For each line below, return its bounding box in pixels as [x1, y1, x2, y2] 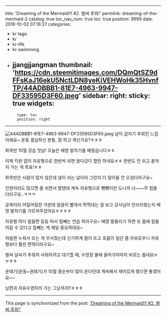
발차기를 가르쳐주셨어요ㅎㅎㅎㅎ [10, 208, 72, 214]
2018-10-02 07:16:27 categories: [5, 21, 72, 27]
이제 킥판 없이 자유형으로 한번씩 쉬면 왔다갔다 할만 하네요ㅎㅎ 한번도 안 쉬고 [5, 158, 150, 163]
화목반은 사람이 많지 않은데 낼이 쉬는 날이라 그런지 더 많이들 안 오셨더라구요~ [5, 174, 153, 180]
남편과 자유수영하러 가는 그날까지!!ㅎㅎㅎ [5, 285, 83, 291]
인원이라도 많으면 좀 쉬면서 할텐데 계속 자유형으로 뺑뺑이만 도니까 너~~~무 [5, 185, 148, 191]
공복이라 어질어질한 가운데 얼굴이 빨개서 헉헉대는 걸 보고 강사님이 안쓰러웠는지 [5, 201, 156, 207]
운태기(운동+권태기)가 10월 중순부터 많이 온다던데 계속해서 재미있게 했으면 [5, 268, 148, 274]
